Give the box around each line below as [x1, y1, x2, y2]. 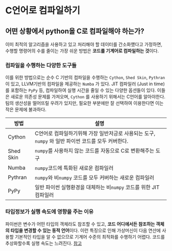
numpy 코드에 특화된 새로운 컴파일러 [35, 165, 114, 172]
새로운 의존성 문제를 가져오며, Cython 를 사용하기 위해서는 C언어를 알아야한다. [10, 93, 165, 100]
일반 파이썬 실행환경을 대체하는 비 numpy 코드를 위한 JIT [35, 184, 160, 191]
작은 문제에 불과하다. [5, 106, 47, 113]
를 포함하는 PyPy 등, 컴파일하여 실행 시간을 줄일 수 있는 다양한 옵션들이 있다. [5, 87, 156, 93]
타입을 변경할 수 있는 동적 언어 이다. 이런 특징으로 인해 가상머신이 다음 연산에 [10, 227, 161, 234]
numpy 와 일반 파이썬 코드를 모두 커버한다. [35, 138, 129, 145]
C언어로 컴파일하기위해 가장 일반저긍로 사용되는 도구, [35, 130, 156, 137]
